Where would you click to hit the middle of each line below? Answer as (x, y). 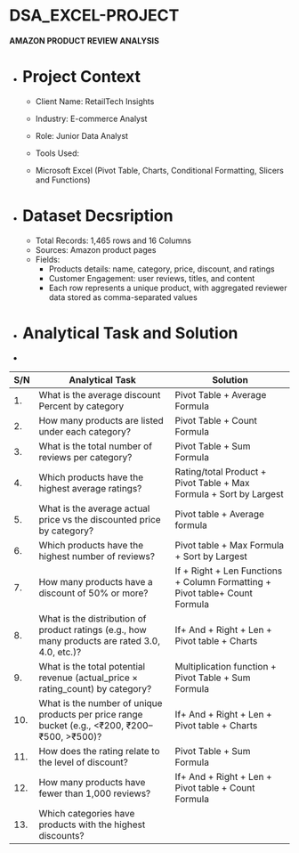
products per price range (91, 714)
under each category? (85, 431)
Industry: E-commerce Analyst (91, 118)
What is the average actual (94, 508)
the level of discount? (84, 762)
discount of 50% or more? (93, 593)
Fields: (48, 259)
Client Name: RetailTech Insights (95, 101)
